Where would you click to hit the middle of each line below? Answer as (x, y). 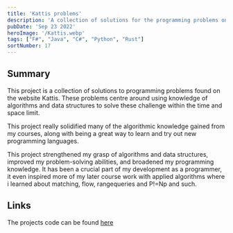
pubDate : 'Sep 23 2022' (42, 26)
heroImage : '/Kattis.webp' (46, 33)
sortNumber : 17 (29, 46)
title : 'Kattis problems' (44, 14)
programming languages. (43, 141)
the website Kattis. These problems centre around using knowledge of (107, 98)
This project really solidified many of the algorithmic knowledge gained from (116, 126)
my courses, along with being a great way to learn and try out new (102, 133)
